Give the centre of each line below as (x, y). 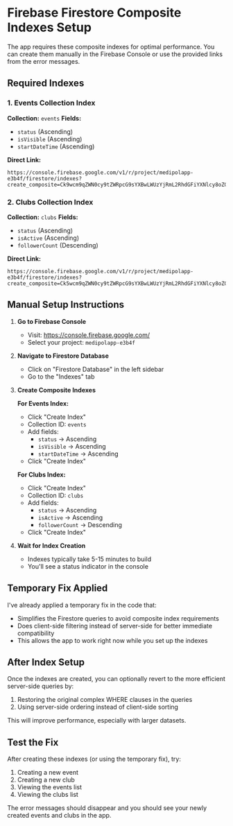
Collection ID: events (57, 424)
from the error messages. (44, 61)
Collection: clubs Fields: (43, 217)
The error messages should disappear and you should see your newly (107, 808)
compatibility (36, 633)
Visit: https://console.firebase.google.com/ (89, 335)
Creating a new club (46, 780)
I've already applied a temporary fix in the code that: (82, 605)
